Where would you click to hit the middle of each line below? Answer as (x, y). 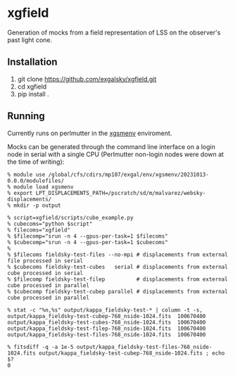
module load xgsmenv (44, 187)
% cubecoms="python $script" (50, 224)
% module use (26, 174)
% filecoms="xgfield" (39, 230)
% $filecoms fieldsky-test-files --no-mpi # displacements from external (118, 255)
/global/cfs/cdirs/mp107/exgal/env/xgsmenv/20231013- (129, 174)
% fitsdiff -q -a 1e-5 (40, 347)
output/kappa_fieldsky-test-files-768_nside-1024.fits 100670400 (107, 335)
